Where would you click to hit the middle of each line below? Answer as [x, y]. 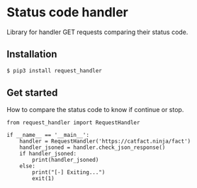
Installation [32, 54]
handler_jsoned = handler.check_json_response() [92, 148]
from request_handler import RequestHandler [73, 123]
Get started [32, 93]
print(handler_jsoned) [66, 160]
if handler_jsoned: [48, 154]
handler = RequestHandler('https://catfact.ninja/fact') [105, 142]
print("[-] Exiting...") [69, 172]
